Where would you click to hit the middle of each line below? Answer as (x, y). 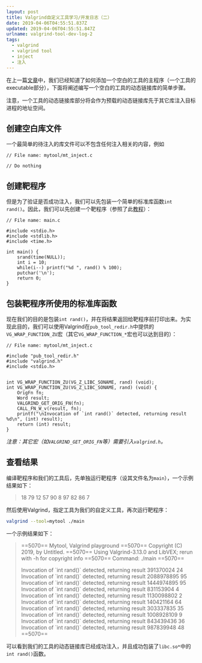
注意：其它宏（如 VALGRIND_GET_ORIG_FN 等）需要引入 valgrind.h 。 (86, 441)
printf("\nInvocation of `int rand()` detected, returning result (102, 414)
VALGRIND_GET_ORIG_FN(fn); (51, 403)
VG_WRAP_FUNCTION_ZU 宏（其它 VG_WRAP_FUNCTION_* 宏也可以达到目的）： (92, 334)
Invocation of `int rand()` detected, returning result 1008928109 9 (102, 614)
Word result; (33, 398)
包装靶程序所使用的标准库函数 (62, 303)
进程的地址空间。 (27, 108)
